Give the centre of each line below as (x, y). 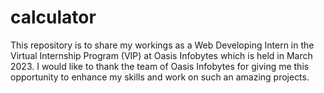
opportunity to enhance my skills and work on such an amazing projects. (160, 77)
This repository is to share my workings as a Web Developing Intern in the (162, 45)
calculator (53, 17)
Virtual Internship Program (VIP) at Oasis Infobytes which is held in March (161, 55)
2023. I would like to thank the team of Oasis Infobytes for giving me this (160, 66)
